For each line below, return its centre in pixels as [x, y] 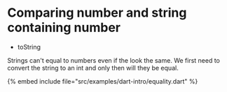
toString [29, 47]
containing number [64, 28]
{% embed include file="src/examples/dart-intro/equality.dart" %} [103, 81]
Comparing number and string [97, 13]
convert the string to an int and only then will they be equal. [93, 68]
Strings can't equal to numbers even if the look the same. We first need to [114, 60]
